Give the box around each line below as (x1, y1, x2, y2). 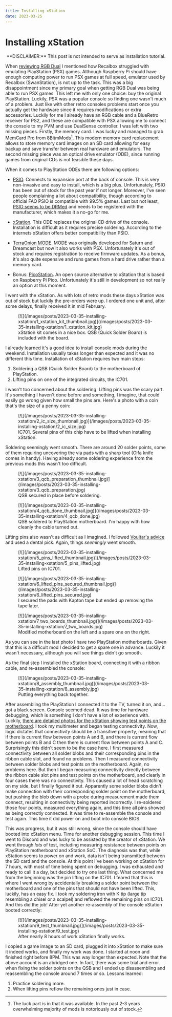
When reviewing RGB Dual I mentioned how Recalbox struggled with (5, 63, 149, 69)
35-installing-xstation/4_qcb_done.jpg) (18, 513, 100, 519)
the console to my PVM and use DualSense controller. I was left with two (5, 123, 158, 129)
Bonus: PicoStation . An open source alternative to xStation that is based (12, 271, 165, 278)
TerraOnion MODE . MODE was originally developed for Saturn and (12, 240, 153, 246)
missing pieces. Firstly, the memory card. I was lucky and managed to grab (5, 129, 164, 135)
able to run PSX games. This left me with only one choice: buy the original (5, 90, 161, 97)
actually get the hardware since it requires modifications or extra (5, 107, 142, 113)
